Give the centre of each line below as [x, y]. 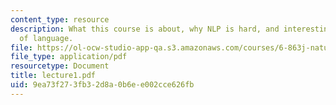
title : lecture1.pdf [53, 76]
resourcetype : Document [60, 66]
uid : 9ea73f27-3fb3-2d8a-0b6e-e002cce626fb [102, 85]
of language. [46, 38]
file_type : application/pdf [69, 57]
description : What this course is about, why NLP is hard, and [145, 29]
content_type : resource [60, 19]
